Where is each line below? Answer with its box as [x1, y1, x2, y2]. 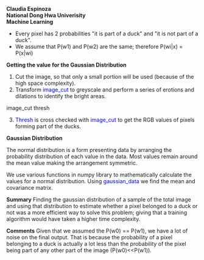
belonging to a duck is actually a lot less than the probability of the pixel [6, 240, 187, 247]
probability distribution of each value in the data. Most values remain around [6, 153, 198, 160]
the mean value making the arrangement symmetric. [6, 159, 138, 167]
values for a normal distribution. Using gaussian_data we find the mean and [6, 178, 196, 185]
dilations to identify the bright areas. [15, 93, 107, 99]
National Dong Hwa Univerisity [6, 12, 86, 19]
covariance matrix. [6, 184, 53, 191]
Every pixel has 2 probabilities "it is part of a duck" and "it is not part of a [15, 30, 199, 37]
